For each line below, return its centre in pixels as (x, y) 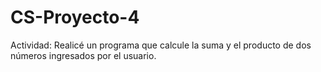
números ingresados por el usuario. (83, 55)
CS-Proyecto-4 (75, 17)
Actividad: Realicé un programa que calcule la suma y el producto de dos (161, 45)
